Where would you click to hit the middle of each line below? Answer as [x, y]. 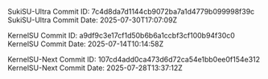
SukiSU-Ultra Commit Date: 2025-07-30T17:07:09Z [93, 20]
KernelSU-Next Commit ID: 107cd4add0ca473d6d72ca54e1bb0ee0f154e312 [134, 59]
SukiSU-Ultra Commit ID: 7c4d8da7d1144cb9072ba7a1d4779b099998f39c [131, 12]
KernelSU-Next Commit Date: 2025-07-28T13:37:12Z [95, 68]
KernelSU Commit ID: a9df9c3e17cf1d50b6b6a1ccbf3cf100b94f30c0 [121, 36]
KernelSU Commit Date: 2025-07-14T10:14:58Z [86, 44]
